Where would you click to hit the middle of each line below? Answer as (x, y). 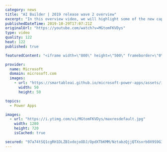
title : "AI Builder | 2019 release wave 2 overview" (61, 14)
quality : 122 (19, 38)
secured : (14, 142)
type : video (17, 33)
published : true (22, 47)
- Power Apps (23, 105)
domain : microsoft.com (33, 74)
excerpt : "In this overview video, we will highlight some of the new (80, 19)
